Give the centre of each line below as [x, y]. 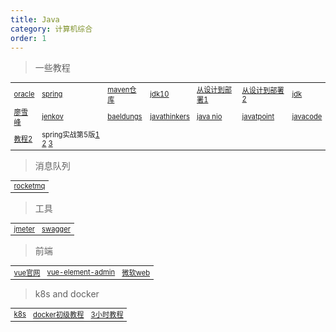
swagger [56, 229]
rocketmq [29, 186]
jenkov [52, 116]
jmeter [24, 229]
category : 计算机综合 [51, 29]
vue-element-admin [81, 272]
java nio [209, 116]
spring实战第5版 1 [70, 135]
